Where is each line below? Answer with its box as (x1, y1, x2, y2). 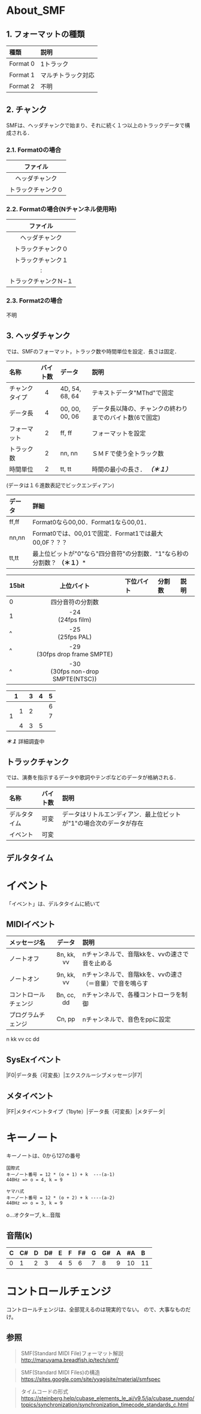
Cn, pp (56, 1015, 76, 1023)
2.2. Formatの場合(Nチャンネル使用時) (6, 205, 117, 214)
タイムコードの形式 (20, 1388, 69, 1395)
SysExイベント (6, 1054, 62, 1065)
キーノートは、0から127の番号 (6, 1152, 81, 1160)
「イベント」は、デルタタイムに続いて (6, 900, 100, 907)
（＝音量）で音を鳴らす (82, 979, 148, 987)
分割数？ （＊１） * (32, 559, 87, 567)
